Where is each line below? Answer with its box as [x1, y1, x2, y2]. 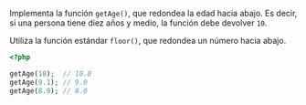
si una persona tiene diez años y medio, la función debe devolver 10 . [9, 17, 268, 28]
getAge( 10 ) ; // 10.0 [9, 68, 92, 79]
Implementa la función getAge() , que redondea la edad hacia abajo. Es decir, [9, 8, 298, 18]
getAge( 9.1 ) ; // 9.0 [9, 78, 89, 87]
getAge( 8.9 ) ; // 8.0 [9, 86, 89, 95]
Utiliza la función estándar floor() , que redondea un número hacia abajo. [9, 36, 287, 46]
